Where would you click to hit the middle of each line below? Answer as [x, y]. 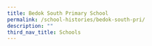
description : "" [30, 26]
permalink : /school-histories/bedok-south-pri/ [76, 20]
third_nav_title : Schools [44, 32]
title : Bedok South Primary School [58, 13]
